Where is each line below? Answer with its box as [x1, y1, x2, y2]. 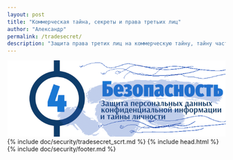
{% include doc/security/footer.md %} [7, 145, 116, 153]
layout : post [7, 11, 45, 18]
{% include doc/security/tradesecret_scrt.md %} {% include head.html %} [7, 138, 220, 146]
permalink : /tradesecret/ [7, 33, 82, 40]
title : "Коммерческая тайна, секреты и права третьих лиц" [7, 18, 182, 26]
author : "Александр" [7, 26, 67, 32]
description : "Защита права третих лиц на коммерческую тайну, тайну [7, 40, 213, 48]
